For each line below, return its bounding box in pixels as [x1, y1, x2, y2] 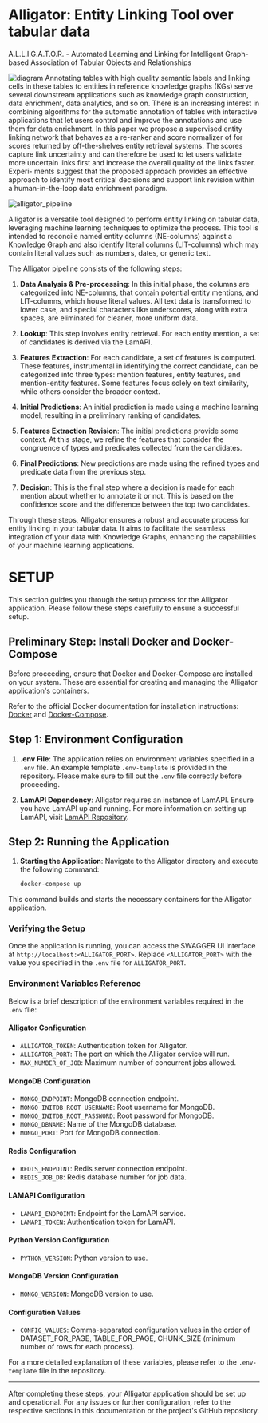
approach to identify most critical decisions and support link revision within [8, 174, 255, 185]
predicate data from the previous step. [19, 467, 147, 476]
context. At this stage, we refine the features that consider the [19, 434, 224, 444]
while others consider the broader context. [19, 386, 161, 396]
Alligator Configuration [8, 1023, 86, 1032]
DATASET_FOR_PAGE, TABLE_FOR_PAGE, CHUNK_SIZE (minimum [19, 1334, 236, 1343]
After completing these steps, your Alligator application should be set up [8, 1389, 246, 1399]
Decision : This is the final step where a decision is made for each [19, 482, 235, 492]
